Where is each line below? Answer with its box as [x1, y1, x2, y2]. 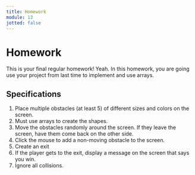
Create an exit [14, 143, 49, 150]
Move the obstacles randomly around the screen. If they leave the [14, 124, 177, 131]
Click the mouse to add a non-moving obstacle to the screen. [14, 137, 165, 144]
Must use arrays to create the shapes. [14, 118, 108, 125]
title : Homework [6, 8, 46, 15]
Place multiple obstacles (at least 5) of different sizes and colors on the [14, 105, 190, 112]
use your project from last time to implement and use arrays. [6, 72, 155, 79]
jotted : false [6, 20, 42, 26]
